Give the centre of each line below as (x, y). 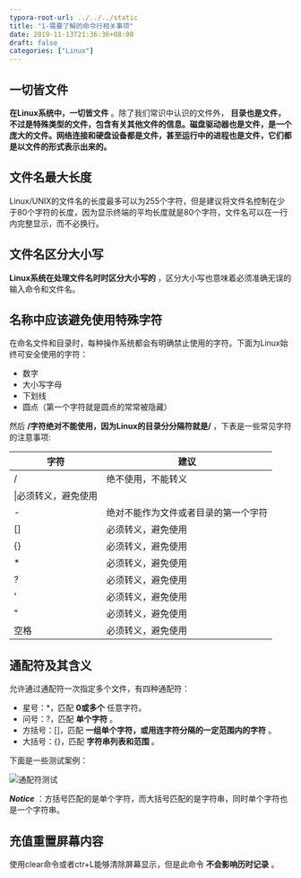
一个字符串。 (40, 810)
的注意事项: (30, 437)
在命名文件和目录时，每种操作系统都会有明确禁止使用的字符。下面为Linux (145, 343)
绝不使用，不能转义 (147, 479)
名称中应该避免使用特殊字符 (86, 320)
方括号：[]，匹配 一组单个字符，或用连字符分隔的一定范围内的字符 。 (149, 730)
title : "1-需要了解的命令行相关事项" (72, 26)
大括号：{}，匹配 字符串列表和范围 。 (90, 742)
